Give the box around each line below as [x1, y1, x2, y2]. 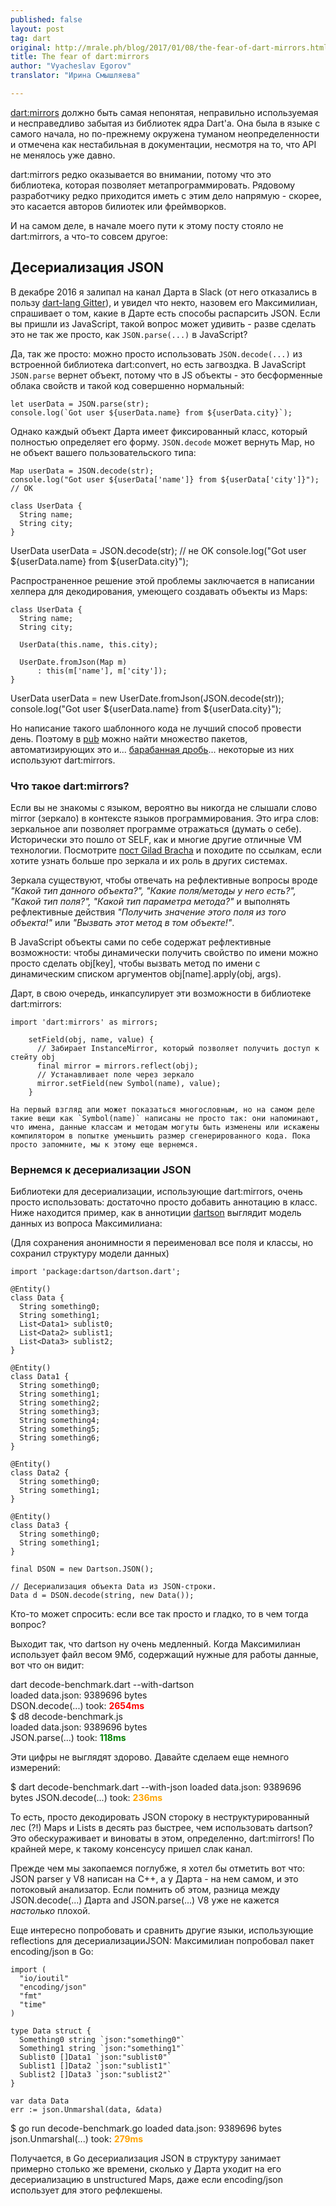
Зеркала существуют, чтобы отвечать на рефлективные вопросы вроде [10, 874, 318, 886]
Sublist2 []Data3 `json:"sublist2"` [19, 2070, 172, 2080]
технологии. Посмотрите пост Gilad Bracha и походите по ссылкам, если [10, 844, 322, 856]
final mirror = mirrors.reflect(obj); [36, 1061, 199, 1071]
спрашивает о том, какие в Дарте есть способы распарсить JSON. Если [10, 307, 321, 319]
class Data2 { [10, 1468, 70, 1478]
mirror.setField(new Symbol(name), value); [36, 1078, 222, 1088]
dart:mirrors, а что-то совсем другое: [10, 230, 168, 242]
